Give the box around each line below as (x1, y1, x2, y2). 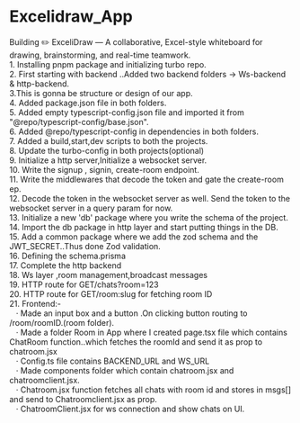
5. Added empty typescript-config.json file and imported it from (9, 106, 244, 118)
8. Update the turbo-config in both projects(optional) (9, 145, 205, 156)
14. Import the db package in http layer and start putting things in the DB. (9, 221, 278, 232)
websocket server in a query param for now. (9, 202, 173, 213)
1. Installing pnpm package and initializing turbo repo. (9, 58, 207, 69)
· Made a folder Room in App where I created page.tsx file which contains (15, 327, 287, 337)
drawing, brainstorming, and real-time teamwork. (9, 49, 191, 60)
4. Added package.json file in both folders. (9, 97, 167, 108)
